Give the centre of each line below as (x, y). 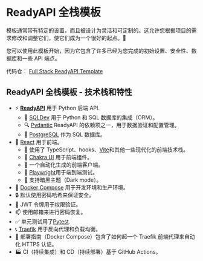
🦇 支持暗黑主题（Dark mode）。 (63, 180)
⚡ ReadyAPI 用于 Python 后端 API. (57, 108)
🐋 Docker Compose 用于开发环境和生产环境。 (72, 187)
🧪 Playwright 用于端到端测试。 (61, 172)
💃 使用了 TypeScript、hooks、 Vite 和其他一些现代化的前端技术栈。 (106, 150)
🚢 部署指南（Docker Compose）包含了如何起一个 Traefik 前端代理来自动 (105, 236)
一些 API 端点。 (41, 58)
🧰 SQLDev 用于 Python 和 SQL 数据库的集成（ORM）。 (91, 117)
